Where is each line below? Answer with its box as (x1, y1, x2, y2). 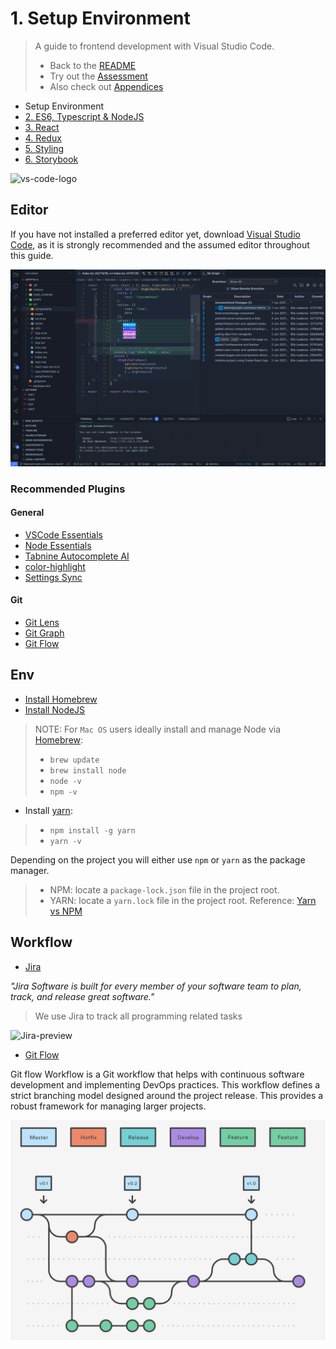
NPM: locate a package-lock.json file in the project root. (49, 883, 280, 896)
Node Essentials (24, 539, 92, 551)
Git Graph (24, 627, 65, 639)
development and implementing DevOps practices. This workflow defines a (10, 1078, 321, 1091)
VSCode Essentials (24, 528, 103, 541)
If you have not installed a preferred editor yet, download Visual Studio (10, 228, 301, 240)
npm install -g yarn (49, 825, 136, 836)
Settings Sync (24, 571, 83, 583)
